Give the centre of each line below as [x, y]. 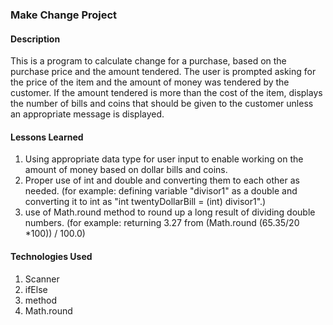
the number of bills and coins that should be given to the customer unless [162, 104]
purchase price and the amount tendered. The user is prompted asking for [163, 72]
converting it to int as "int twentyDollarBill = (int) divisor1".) [145, 202]
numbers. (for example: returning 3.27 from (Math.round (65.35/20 [162, 223]
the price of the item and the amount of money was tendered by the [150, 82]
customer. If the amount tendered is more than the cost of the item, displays [166, 93]
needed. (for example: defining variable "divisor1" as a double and [161, 191]
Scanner [42, 279]
